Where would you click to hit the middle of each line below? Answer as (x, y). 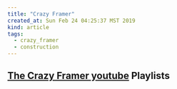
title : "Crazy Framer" (41, 14)
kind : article (29, 27)
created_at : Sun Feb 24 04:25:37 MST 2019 (71, 21)
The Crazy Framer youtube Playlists (88, 76)
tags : (15, 34)
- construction (36, 47)
